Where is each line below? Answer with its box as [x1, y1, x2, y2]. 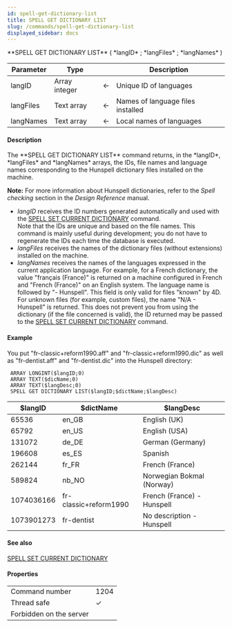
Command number [10, 586, 71, 596]
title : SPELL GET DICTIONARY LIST [7, 17, 107, 24]
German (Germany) [142, 437, 206, 447]
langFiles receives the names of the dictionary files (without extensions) [17, 244, 223, 253]
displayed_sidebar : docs [7, 29, 79, 37]
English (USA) [142, 426, 188, 436]
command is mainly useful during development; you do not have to [17, 229, 207, 237]
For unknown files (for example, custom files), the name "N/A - [17, 296, 196, 304]
